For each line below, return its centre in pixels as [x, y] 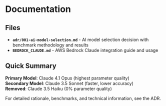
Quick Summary [31, 66]
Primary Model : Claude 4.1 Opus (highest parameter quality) [67, 78]
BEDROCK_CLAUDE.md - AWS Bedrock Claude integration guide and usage [85, 50]
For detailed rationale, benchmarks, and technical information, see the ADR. [83, 98]
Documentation [38, 9]
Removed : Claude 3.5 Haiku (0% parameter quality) [59, 88]
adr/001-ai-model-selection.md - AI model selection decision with [80, 39]
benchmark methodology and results [50, 45]
